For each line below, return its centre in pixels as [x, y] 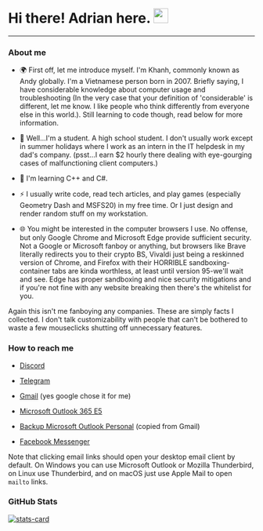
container [35, 271]
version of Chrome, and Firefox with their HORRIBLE [103, 263]
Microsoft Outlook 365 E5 [61, 411]
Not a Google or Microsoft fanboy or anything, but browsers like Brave [133, 246]
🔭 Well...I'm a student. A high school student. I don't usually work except [136, 138]
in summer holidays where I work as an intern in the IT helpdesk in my [132, 147]
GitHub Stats [33, 502]
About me [27, 53]
